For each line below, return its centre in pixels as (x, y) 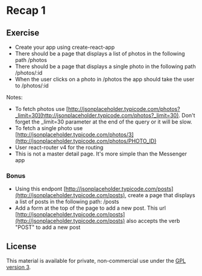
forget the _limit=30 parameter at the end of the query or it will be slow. (103, 122)
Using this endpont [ (40, 189)
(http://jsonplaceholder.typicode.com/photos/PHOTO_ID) (86, 141)
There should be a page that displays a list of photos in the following (100, 54)
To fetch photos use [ (41, 109)
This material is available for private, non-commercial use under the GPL (96, 261)
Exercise (23, 33)
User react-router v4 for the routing (59, 147)
